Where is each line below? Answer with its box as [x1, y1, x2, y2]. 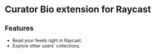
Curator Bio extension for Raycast [5, 4, 151, 15]
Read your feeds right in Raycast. [12, 37, 82, 43]
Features [5, 24, 34, 33]
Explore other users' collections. [12, 43, 80, 49]
